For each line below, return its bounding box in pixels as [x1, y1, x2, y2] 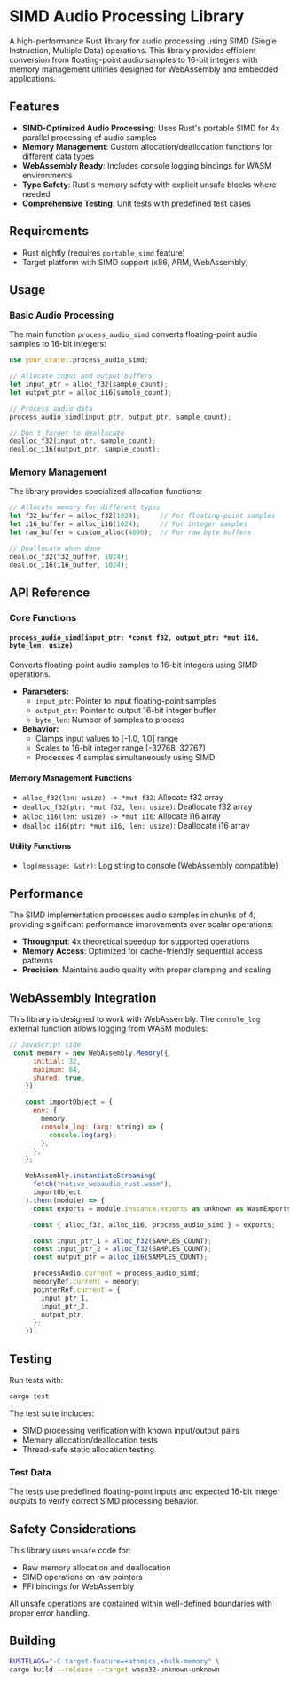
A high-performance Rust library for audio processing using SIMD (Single [9, 35, 278, 46]
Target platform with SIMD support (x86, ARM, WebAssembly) [21, 256, 249, 267]
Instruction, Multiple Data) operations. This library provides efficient [9, 44, 257, 55]
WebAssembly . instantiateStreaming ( [25, 1171, 157, 1181]
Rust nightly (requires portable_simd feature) [21, 247, 186, 258]
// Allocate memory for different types [9, 503, 161, 512]
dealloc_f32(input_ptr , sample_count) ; [9, 436, 157, 445]
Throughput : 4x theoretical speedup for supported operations [21, 936, 250, 947]
